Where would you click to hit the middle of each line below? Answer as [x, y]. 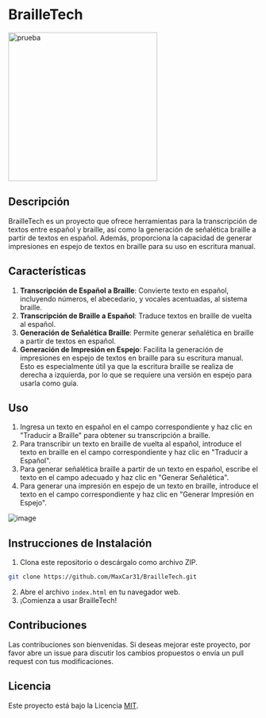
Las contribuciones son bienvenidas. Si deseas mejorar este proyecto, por [130, 644]
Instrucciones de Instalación [80, 543]
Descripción [39, 202]
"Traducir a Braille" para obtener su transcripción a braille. [115, 436]
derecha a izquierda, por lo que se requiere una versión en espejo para [136, 374]
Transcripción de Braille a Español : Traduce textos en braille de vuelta [136, 316]
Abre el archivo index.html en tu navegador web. [100, 592]
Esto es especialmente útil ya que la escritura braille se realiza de [127, 366]
